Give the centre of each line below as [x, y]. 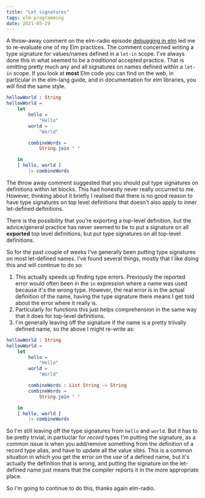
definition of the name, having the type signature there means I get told [105, 296]
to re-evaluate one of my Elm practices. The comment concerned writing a [100, 47]
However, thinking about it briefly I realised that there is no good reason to [100, 195]
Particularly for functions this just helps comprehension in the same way [106, 309]
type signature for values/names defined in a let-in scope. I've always [95, 54]
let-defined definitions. [35, 208]
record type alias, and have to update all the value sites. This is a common [99, 450]
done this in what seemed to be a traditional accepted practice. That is [95, 60]
